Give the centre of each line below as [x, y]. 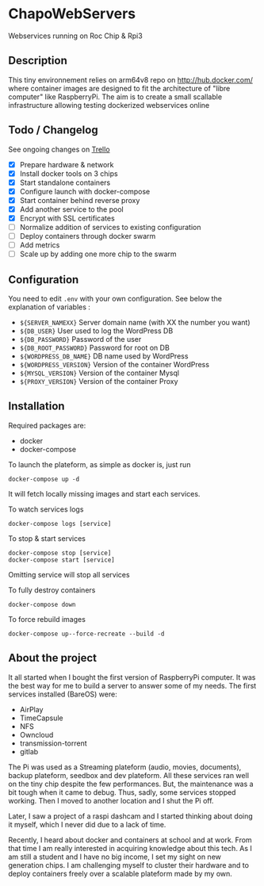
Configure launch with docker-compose [85, 191]
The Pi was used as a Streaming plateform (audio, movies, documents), [125, 767]
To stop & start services [47, 538]
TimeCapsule [41, 718]
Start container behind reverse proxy [80, 200]
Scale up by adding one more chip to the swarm [98, 254]
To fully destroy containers [52, 590]
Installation [36, 407]
